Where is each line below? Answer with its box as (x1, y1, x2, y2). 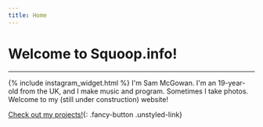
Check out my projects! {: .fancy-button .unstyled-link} (8, 110, 182, 119)
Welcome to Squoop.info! (8, 44, 178, 62)
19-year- (218, 78, 246, 87)
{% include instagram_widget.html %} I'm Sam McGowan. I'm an (8, 78, 217, 87)
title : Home (8, 11, 47, 19)
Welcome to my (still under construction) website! (8, 94, 168, 104)
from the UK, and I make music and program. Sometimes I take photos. (20, 86, 249, 96)
